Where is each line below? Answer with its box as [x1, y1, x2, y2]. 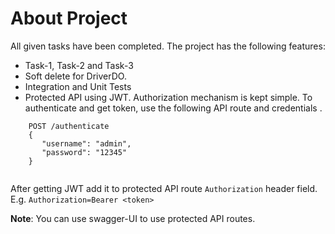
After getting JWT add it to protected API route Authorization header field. [10, 182, 318, 194]
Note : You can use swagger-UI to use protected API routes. [10, 212, 256, 224]
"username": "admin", [41, 138, 132, 149]
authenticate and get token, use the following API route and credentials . [24, 102, 323, 114]
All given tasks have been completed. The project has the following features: [10, 40, 326, 52]
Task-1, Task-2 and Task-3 [24, 59, 134, 71]
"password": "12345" [41, 147, 128, 157]
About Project [10, 7, 128, 30]
